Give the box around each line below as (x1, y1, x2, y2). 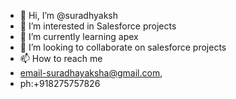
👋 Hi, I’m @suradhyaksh (19, 10, 118, 21)
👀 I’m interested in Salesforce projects (19, 20, 177, 32)
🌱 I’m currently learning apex (19, 31, 139, 42)
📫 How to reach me (19, 53, 103, 64)
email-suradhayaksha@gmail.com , (19, 67, 163, 79)
